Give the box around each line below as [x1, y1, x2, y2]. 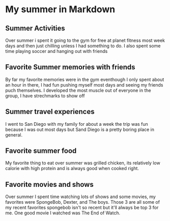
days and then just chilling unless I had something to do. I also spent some [5, 43, 161, 49]
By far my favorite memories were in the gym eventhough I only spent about [5, 76, 164, 82]
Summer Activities [5, 24, 65, 33]
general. [5, 131, 23, 138]
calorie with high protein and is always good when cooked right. [5, 165, 140, 172]
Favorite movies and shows [5, 180, 94, 189]
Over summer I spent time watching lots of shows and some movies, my [5, 194, 156, 200]
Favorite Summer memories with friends [5, 63, 135, 72]
